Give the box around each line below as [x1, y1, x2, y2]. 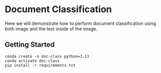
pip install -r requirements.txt [5, 62, 76, 68]
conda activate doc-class [5, 58, 60, 63]
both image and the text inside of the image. [5, 25, 98, 31]
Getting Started [5, 41, 55, 49]
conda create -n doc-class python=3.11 [5, 54, 90, 59]
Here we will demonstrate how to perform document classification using [5, 20, 156, 26]
